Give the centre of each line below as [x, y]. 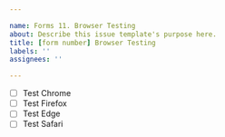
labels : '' [30, 51]
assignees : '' [36, 60]
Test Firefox [45, 103]
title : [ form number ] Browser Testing [83, 43]
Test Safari [43, 124]
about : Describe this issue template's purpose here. [113, 34]
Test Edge [41, 113]
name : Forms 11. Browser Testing [73, 25]
